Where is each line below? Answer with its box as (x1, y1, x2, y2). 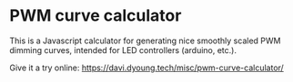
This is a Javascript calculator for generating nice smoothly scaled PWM (9, 35, 281, 46)
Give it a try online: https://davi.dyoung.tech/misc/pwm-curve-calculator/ (9, 62, 284, 73)
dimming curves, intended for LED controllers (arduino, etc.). (9, 44, 237, 55)
